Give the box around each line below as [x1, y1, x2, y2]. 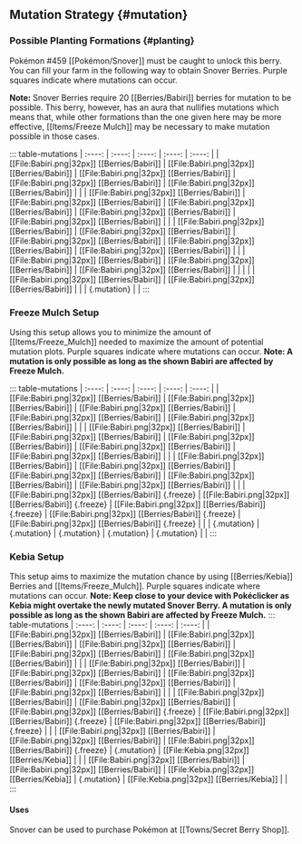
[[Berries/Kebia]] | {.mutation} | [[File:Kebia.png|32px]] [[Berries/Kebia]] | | [9, 774, 288, 785]
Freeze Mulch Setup [9, 306, 100, 319]
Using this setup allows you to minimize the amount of [9, 326, 211, 337]
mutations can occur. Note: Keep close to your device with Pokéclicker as [9, 591, 290, 601]
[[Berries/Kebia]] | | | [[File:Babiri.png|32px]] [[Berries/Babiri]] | [9, 754, 245, 766]
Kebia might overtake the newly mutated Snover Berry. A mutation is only [9, 600, 292, 611]
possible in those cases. [9, 131, 100, 142]
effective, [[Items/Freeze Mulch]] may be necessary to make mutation [9, 121, 270, 132]
